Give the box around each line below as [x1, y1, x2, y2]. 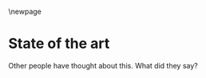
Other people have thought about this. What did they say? [8, 60, 198, 70]
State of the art [8, 35, 110, 53]
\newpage [8, 7, 42, 16]
